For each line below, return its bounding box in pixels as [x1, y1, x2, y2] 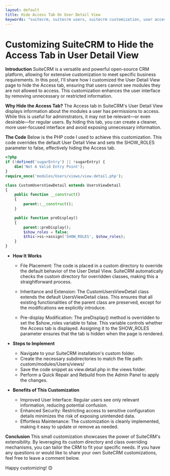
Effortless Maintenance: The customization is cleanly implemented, [20, 418, 160, 424]
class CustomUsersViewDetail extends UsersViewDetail [5, 183, 121, 188]
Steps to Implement [12, 340, 55, 347]
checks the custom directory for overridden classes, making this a [20, 273, 158, 280]
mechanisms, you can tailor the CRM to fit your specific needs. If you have [5, 444, 160, 451]
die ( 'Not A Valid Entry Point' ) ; [14, 164, 85, 170]
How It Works [12, 253, 42, 259]
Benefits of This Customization [12, 387, 80, 393]
